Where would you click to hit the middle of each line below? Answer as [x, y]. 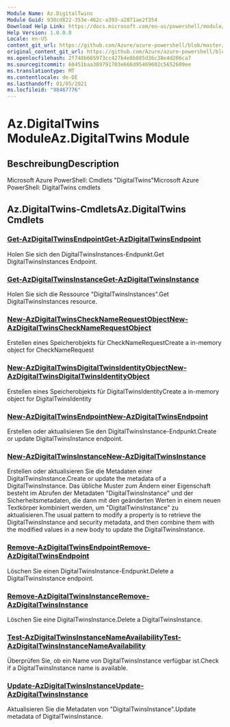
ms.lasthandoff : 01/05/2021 [47, 84]
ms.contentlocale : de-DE [42, 77]
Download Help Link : [37, 26]
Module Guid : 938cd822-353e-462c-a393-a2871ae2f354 [82, 20]
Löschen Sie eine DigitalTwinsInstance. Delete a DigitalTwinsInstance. [105, 619]
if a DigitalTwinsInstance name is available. [67, 668]
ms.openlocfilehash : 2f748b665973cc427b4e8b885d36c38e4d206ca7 [99, 58]
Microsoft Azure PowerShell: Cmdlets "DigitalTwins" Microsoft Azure [103, 180]
